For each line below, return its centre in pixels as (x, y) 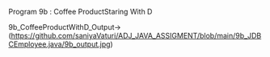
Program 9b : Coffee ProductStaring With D (80, 12)
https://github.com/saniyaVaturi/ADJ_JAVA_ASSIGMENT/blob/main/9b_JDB (136, 36)
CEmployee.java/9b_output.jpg (59, 44)
